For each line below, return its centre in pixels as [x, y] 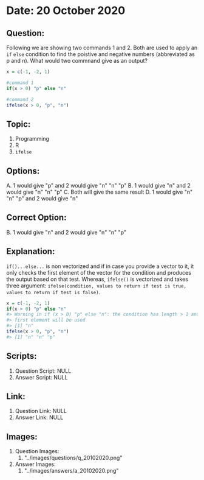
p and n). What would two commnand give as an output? [77, 61]
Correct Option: [36, 218]
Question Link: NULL [41, 411]
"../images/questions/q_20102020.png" [73, 458]
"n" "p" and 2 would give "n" [42, 198]
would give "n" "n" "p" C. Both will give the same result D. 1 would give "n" [100, 192]
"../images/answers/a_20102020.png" [71, 471]
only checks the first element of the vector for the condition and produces [99, 272]
